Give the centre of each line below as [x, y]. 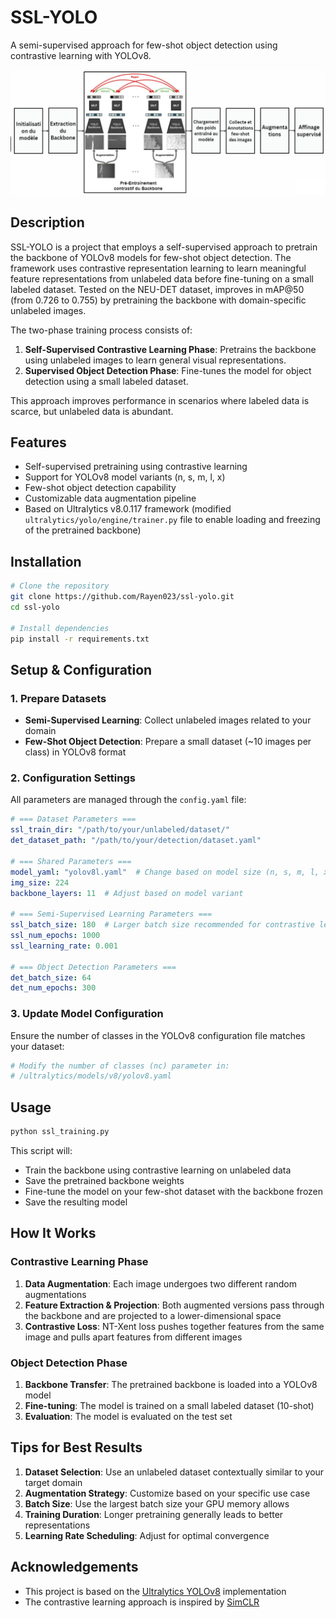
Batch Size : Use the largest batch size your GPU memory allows [157, 1503]
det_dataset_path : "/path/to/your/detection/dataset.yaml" [136, 841]
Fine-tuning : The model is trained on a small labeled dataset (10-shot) [169, 1406]
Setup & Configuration [81, 669]
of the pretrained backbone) [83, 530]
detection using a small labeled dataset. [106, 381]
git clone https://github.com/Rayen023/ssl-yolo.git [122, 597]
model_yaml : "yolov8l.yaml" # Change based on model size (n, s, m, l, [165, 872]
